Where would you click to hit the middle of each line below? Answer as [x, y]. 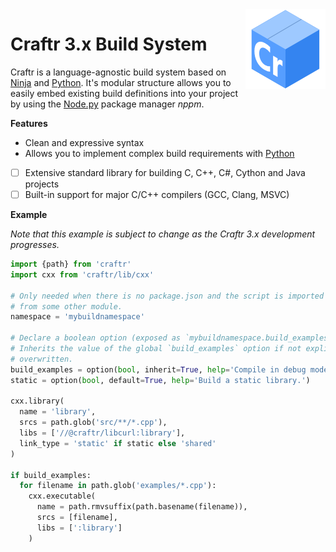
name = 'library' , [58, 412]
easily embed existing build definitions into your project [124, 93]
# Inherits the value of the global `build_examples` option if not [156, 349]
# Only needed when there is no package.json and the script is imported [167, 296]
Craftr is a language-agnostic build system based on [118, 72]
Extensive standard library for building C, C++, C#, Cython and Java [165, 172]
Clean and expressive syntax [84, 142]
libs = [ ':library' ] [79, 528]
